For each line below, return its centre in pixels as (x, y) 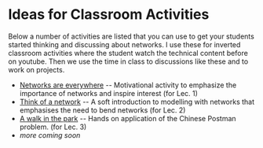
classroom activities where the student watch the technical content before (128, 53)
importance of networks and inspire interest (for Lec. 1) (109, 93)
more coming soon (50, 135)
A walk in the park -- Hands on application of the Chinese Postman (128, 118)
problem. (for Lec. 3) (53, 127)
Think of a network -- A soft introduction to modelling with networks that (137, 102)
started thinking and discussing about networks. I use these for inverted (124, 44)
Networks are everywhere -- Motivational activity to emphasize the (128, 85)
